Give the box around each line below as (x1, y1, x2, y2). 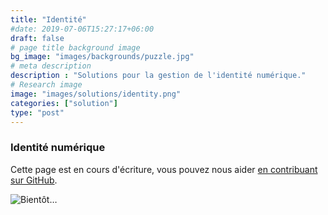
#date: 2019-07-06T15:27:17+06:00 (10, 24, 155, 34)
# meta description (10, 61, 92, 71)
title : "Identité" (10, 14, 87, 25)
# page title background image (10, 42, 141, 53)
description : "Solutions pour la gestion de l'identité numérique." (10, 71, 307, 81)
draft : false (10, 33, 65, 43)
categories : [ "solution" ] (10, 98, 118, 108)
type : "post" (10, 107, 65, 118)
